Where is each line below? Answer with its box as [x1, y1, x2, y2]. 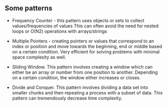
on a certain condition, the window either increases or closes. [12, 74, 141, 80]
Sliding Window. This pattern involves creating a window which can [12, 64, 153, 70]
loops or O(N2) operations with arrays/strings [12, 28, 107, 34]
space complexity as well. [12, 54, 66, 60]
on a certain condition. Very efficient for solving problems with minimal [12, 48, 160, 55]
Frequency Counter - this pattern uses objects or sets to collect [12, 17, 145, 23]
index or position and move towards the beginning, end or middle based [12, 43, 162, 49]
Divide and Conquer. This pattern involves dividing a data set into [12, 84, 148, 90]
